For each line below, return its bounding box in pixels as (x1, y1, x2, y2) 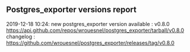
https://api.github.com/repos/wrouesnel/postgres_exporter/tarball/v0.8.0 (6, 27, 185, 34)
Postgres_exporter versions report (6, 5, 137, 15)
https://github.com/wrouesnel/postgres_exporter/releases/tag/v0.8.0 (6, 39, 175, 46)
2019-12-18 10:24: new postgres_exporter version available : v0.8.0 (6, 20, 170, 27)
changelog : (6, 32, 36, 40)
